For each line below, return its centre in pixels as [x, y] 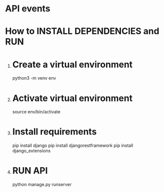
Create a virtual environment [72, 64]
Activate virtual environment [72, 98]
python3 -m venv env [34, 78]
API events [28, 9]
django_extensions [31, 151]
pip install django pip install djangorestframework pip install [73, 145]
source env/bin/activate [36, 112]
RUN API [30, 171]
